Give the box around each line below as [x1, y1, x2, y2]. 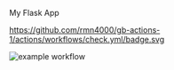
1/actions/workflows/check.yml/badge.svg [9, 35, 165, 44]
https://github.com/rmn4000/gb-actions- [9, 25, 161, 35]
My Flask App [9, 8, 59, 18]
